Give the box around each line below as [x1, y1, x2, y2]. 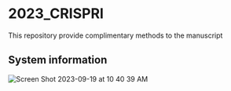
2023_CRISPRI [8, 5, 104, 23]
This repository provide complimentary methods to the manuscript [8, 31, 223, 40]
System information [8, 53, 108, 67]
